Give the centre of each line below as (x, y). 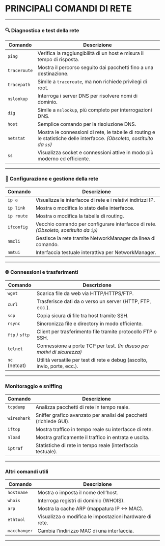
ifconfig (18, 227)
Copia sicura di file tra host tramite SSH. (82, 315)
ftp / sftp (19, 334)
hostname (18, 493)
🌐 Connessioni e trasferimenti (42, 272)
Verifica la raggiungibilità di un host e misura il (91, 53)
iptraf (15, 449)
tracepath (19, 85)
